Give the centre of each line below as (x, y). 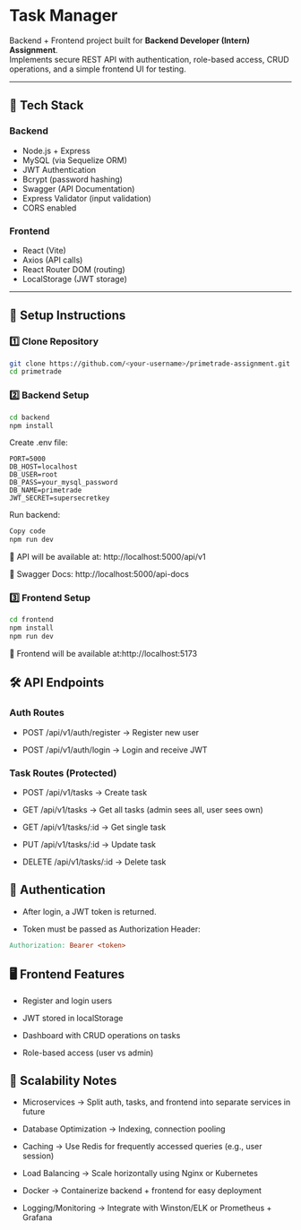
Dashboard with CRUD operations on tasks (101, 1035)
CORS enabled (49, 208)
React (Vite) (44, 250)
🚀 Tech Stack (47, 105)
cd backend (30, 417)
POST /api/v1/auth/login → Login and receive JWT (115, 750)
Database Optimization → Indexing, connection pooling (124, 1129)
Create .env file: (39, 443)
